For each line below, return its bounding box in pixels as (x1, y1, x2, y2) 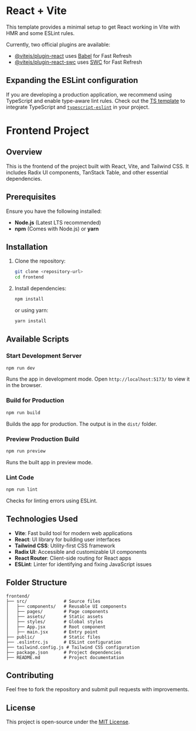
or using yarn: (14, 307, 49, 313)
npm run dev (6, 365, 35, 371)
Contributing (6, 670, 54, 680)
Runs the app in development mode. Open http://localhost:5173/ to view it (6, 375, 190, 382)
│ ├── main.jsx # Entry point (6, 629, 98, 635)
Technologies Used (6, 514, 78, 524)
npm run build (6, 409, 41, 416)
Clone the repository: (14, 257, 66, 264)
